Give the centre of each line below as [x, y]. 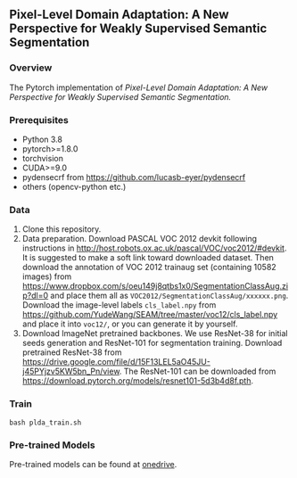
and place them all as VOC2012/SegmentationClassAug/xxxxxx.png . [169, 296]
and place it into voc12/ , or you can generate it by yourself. [130, 324]
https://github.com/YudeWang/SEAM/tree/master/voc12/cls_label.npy [150, 315]
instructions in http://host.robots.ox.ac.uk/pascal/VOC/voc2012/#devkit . [154, 248]
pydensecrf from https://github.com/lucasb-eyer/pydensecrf [134, 177]
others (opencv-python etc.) [74, 186]
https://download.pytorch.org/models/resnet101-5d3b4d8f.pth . [138, 381]
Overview [31, 68]
